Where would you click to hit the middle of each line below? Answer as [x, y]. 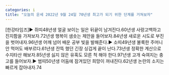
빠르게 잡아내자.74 [24, 67]
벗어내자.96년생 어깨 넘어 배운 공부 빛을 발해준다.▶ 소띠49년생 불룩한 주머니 [87, 42]
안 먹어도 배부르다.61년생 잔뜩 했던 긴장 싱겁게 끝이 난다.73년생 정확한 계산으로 [83, 48]
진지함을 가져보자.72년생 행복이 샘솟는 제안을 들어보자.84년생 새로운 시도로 [80, 36]
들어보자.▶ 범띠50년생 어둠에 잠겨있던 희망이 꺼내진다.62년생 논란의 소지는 [89, 61]
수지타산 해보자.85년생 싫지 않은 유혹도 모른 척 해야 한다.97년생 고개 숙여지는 [82, 55]
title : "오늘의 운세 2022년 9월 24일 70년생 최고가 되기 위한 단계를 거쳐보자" [79, 15]
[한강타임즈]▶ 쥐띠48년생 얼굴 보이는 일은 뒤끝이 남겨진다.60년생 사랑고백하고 [83, 29]
